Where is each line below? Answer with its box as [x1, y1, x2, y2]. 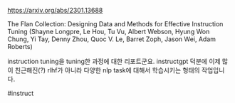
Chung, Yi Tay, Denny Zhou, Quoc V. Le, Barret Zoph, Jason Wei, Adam [7, 35, 216, 43]
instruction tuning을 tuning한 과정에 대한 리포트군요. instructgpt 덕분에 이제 [7, 57, 221, 65]
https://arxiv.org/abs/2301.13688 [7, 6, 103, 14]
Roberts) [7, 43, 33, 50]
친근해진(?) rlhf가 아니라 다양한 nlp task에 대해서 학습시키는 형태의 [14, 66, 201, 74]
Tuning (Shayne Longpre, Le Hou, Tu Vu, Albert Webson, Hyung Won [7, 28, 210, 36]
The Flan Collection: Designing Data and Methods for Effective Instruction [7, 20, 224, 28]
